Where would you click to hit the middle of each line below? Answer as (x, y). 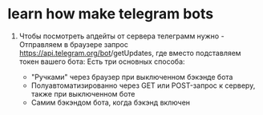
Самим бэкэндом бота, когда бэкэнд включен (110, 102)
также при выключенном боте (83, 93)
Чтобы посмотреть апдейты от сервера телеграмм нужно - (122, 36)
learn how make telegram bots (111, 14)
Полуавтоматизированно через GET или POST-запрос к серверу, (143, 85)
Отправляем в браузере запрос (74, 44)
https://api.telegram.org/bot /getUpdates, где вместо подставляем (130, 53)
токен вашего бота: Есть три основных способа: (102, 61)
